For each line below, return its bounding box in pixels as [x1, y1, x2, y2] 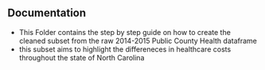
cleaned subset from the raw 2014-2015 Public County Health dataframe [18, 36, 258, 45]
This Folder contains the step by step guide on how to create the [18, 27, 232, 37]
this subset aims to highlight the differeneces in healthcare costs [18, 44, 232, 54]
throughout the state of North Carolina [18, 52, 145, 62]
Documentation [7, 6, 87, 20]
